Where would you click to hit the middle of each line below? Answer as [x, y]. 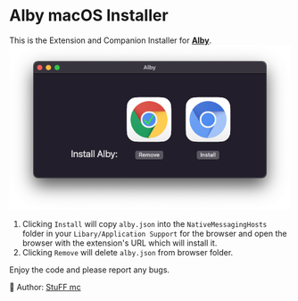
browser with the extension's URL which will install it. [120, 243]
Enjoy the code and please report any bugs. [90, 270]
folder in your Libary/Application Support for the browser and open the [154, 234]
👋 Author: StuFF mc [46, 288]
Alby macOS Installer [89, 16]
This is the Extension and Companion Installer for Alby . [111, 40]
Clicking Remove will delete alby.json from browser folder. [128, 253]
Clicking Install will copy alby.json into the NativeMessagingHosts [145, 224]
